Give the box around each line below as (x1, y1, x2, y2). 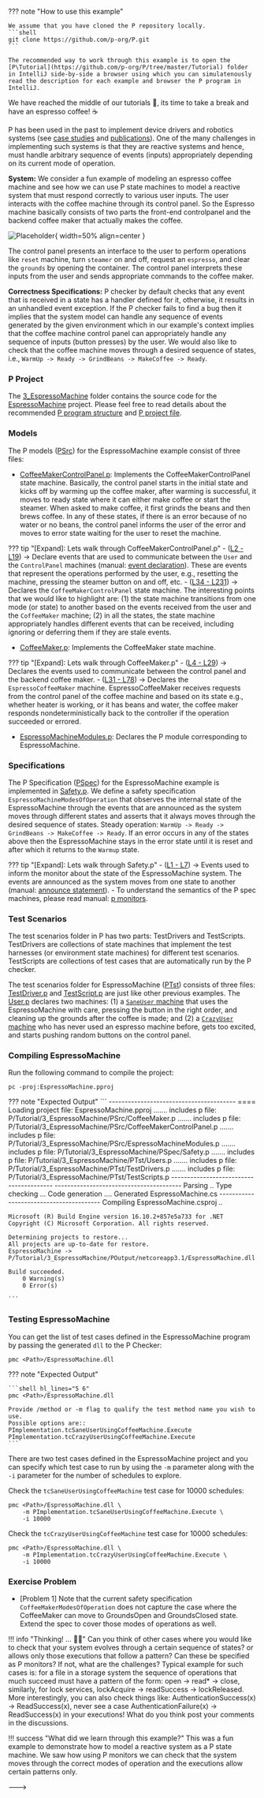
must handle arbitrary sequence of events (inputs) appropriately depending (8, 150, 253, 159)
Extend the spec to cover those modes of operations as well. (19, 1619, 217, 1628)
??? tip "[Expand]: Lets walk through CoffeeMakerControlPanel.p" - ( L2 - (8, 544, 244, 553)
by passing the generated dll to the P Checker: (8, 1340, 162, 1350)
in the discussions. (8, 1718, 69, 1728)
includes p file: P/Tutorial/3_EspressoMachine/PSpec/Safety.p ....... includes (8, 1147, 255, 1157)
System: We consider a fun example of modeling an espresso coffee (8, 174, 232, 183)
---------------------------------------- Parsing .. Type (54, 1181, 232, 1191)
